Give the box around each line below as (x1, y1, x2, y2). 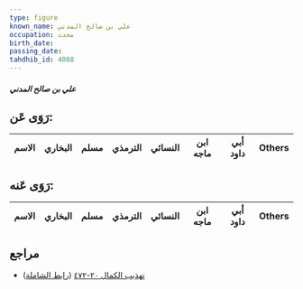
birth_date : (9, 38, 54, 48)
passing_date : (9, 47, 63, 56)
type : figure (9, 13, 59, 23)
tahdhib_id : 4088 (9, 55, 75, 64)
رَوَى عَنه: (9, 177, 54, 192)
